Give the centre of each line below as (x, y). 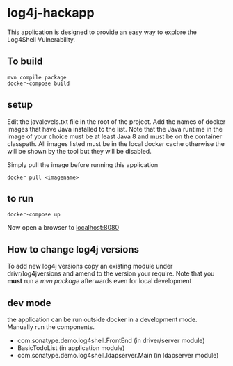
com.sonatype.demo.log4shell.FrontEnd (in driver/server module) (111, 340)
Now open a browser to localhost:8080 (63, 228)
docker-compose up (34, 215)
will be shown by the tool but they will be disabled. (79, 151)
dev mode (29, 303)
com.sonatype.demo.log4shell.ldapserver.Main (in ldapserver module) (118, 355)
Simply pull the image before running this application (83, 164)
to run (21, 199)
